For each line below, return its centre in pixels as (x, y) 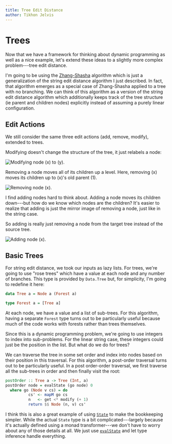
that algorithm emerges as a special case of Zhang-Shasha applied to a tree (85, 86)
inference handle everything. (36, 436)
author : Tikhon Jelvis (30, 15)
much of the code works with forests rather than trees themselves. (76, 324)
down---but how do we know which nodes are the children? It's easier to (83, 203)
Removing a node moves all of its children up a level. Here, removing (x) (81, 172)
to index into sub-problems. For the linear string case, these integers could (84, 339)
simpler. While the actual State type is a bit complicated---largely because (84, 420)
